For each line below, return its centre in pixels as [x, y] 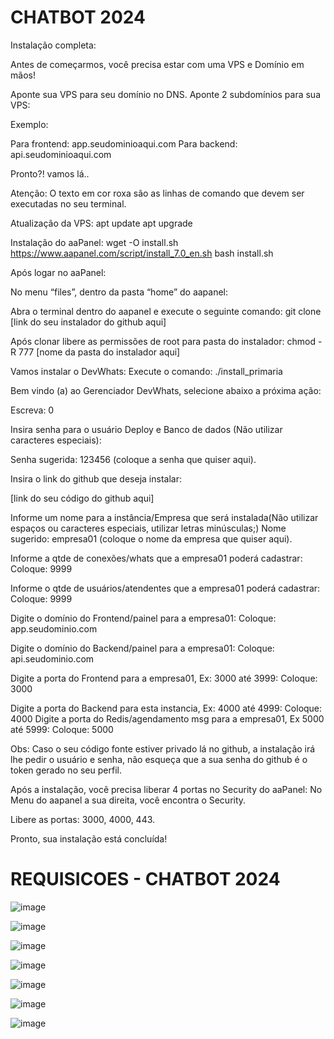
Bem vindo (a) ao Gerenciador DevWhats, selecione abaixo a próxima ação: [166, 390]
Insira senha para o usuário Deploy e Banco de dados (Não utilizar [146, 429]
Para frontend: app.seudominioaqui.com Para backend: [124, 143]
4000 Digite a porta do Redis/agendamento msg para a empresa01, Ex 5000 [167, 718]
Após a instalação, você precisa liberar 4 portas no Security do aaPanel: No [166, 789]
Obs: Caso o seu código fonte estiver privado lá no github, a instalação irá [163, 748]
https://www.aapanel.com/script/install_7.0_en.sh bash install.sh [142, 253]
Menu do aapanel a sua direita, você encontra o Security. [128, 800]
